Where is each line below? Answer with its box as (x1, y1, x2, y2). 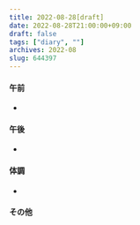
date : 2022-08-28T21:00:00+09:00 (9, 21, 132, 30)
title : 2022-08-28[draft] (9, 12, 104, 22)
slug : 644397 (9, 54, 57, 63)
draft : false (9, 29, 57, 38)
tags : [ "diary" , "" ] (9, 37, 85, 47)
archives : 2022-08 (9, 46, 77, 55)
